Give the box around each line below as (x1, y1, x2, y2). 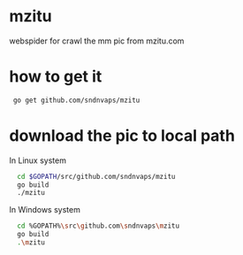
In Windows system (9, 205, 81, 215)
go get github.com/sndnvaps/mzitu (12, 96, 140, 104)
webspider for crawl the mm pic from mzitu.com (9, 35, 185, 46)
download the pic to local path (9, 126, 236, 145)
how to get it (9, 66, 103, 87)
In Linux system (9, 155, 66, 166)
